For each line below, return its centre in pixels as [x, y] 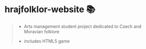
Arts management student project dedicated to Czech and [83, 26]
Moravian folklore [42, 31]
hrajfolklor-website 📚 [50, 10]
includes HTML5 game [47, 41]
